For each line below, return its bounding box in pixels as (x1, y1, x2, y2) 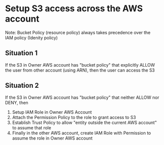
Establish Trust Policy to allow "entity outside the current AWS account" (12, 120, 157, 125)
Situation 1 (5, 49, 38, 57)
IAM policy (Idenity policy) (5, 35, 58, 41)
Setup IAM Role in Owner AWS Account (12, 109, 92, 115)
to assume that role (12, 124, 51, 130)
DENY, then (5, 99, 28, 105)
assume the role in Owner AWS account (12, 135, 93, 141)
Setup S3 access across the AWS (5, 3, 143, 14)
